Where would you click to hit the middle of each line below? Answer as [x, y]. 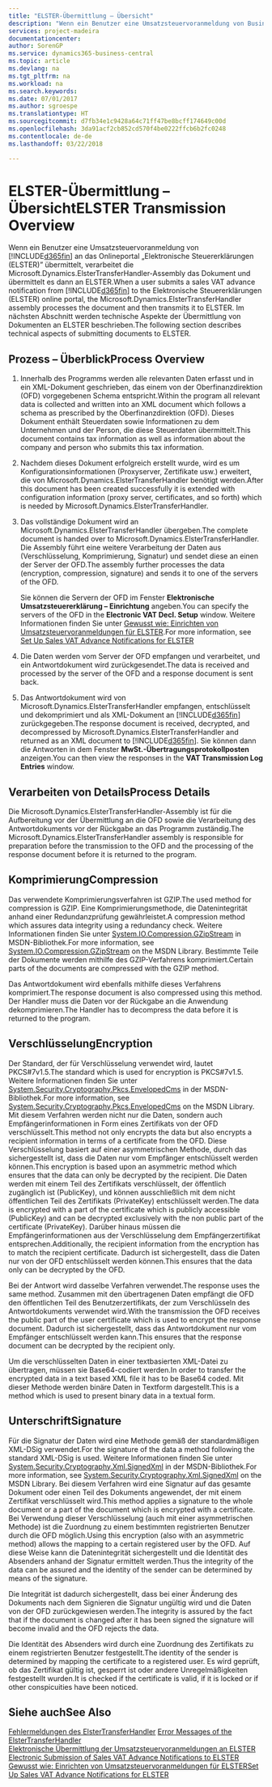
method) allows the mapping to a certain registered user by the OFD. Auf [130, 1543]
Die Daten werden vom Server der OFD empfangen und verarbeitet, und [140, 656]
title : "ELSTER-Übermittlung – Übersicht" [81, 16]
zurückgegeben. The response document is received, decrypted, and [135, 724]
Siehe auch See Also [60, 1712]
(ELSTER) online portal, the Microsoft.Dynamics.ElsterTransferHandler [125, 299]
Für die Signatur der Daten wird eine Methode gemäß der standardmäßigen [134, 1441]
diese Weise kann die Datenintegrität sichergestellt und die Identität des [128, 1552]
